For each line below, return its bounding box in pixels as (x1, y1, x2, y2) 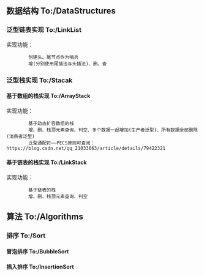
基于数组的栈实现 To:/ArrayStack (6, 92, 91, 100)
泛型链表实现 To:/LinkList (6, 26, 81, 34)
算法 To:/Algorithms (6, 212, 84, 222)
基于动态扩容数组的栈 (28, 120, 75, 127)
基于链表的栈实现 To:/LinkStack (6, 159, 87, 166)
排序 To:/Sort (6, 231, 46, 240)
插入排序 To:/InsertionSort (6, 263, 75, 270)
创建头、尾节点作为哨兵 (28, 54, 79, 60)
